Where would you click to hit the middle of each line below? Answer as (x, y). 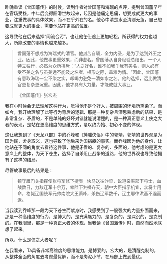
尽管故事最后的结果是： (29, 170)
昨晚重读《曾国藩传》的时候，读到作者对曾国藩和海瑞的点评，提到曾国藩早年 (83, 7)
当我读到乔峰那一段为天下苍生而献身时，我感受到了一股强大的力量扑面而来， (83, 210)
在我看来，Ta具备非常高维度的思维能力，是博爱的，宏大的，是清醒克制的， (82, 250)
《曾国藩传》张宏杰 (37, 95)
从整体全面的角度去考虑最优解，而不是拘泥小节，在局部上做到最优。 (75, 256)
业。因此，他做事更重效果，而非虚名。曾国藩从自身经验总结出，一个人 (89, 60)
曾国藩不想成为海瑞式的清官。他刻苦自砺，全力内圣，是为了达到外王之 (89, 53)
